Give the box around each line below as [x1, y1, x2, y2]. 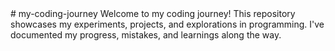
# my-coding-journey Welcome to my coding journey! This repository [10, 8, 296, 19]
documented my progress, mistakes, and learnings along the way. [10, 29, 282, 41]
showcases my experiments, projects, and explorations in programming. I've [10, 18, 325, 30]
